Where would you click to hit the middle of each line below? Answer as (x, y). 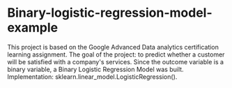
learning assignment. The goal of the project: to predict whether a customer (116, 54)
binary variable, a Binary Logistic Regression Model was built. (95, 69)
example (33, 28)
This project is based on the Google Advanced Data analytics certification (113, 47)
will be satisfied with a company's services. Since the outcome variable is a (116, 61)
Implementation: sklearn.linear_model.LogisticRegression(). (92, 76)
